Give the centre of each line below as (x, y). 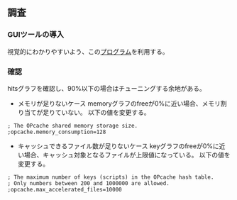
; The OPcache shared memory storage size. (73, 126)
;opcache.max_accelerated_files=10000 (65, 189)
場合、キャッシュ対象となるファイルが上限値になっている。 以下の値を (127, 155)
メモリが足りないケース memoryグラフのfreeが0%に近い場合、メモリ (119, 103)
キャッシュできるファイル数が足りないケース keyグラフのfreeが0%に (118, 146)
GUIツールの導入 (36, 35)
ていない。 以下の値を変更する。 (103, 112)
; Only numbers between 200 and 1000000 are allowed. (89, 183)
